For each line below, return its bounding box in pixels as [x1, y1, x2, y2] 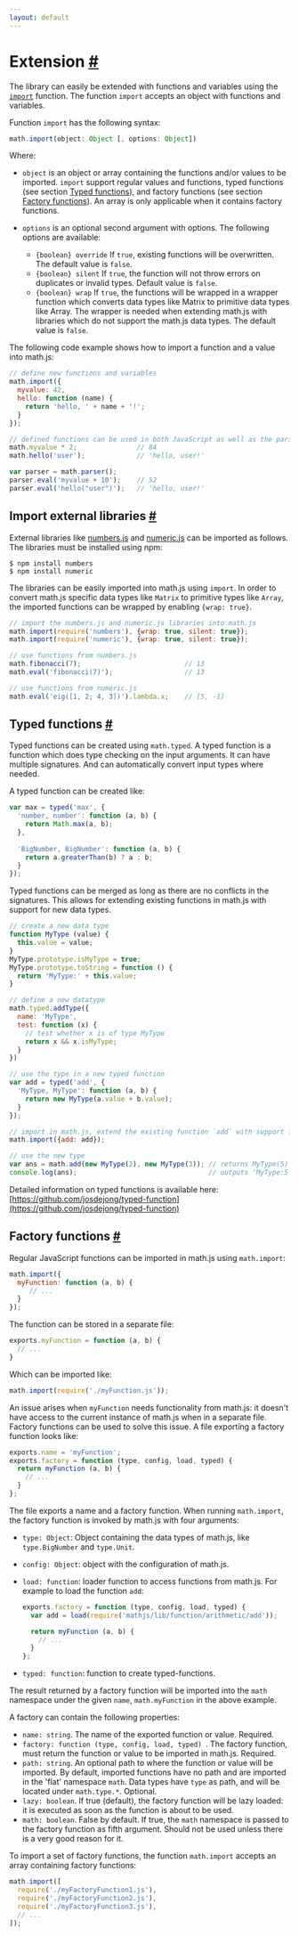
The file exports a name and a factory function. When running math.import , [9, 1505, 284, 1516]
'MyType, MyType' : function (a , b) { [17, 1086, 158, 1095]
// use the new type [9, 1151, 86, 1160]
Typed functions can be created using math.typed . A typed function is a [9, 740, 271, 751]
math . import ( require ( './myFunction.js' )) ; [9, 1386, 169, 1395]
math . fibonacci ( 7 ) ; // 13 [9, 660, 205, 669]
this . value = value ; [17, 939, 93, 948]
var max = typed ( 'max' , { [9, 803, 105, 812]
